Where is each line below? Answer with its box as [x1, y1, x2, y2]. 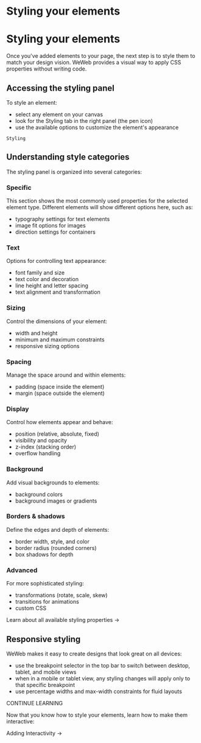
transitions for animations [15, 598, 79, 605]
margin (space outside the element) [15, 389, 105, 397]
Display [6, 405, 29, 413]
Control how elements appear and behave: [6, 419, 113, 426]
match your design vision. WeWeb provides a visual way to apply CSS [6, 59, 182, 66]
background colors [15, 490, 63, 498]
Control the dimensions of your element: [6, 318, 108, 325]
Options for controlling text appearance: [6, 257, 107, 265]
